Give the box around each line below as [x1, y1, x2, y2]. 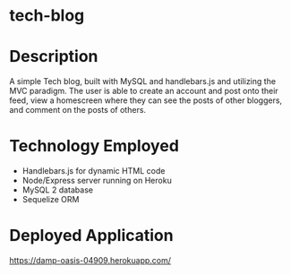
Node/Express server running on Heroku [21, 176, 172, 186]
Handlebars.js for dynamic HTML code [21, 166, 166, 176]
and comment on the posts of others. [9, 105, 146, 116]
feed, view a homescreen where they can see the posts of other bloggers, [9, 95, 283, 106]
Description [9, 47, 98, 67]
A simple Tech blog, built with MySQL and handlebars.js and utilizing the [9, 76, 276, 87]
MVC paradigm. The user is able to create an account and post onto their [9, 86, 279, 97]
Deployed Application [9, 226, 174, 246]
